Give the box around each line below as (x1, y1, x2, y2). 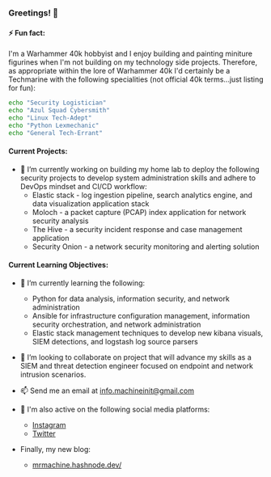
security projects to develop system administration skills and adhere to (19, 173, 256, 183)
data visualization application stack (32, 198, 150, 209)
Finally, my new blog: (19, 444, 91, 454)
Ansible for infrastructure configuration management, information (32, 310, 251, 320)
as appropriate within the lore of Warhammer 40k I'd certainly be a (8, 66, 231, 76)
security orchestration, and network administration (32, 319, 201, 329)
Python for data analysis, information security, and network (32, 293, 231, 303)
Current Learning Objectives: (8, 260, 109, 270)
